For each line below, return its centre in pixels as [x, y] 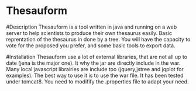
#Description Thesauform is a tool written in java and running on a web [92, 27]
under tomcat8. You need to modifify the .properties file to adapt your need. [97, 81]
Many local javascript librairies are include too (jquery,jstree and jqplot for [95, 69]
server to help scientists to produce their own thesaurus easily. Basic [89, 33]
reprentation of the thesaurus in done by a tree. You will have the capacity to [98, 39]
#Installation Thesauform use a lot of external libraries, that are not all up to [97, 57]
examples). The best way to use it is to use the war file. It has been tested [95, 75]
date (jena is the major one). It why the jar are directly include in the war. [93, 63]
